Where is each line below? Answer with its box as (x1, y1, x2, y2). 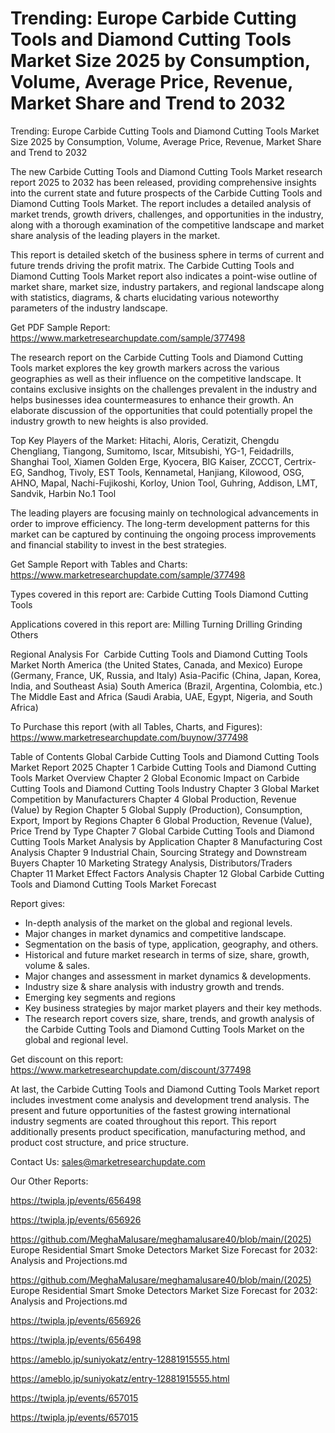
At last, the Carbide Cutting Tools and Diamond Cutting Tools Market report (10, 1083, 320, 1095)
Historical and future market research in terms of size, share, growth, (24, 948, 310, 961)
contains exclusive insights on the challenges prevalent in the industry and (10, 383, 318, 395)
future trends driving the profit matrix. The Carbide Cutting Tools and (10, 259, 295, 271)
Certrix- (283, 455, 317, 467)
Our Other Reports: (10, 1175, 89, 1187)
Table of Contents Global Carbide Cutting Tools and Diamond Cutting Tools (10, 750, 320, 762)
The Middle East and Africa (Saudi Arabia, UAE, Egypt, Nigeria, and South (10, 690, 313, 702)
